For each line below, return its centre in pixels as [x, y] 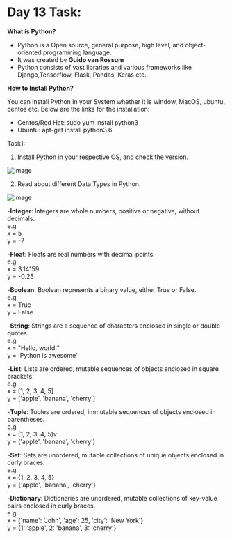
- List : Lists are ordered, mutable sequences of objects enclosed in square [113, 369]
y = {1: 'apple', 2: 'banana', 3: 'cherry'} [62, 528]
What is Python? [32, 31]
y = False [20, 312]
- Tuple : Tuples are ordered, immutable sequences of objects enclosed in [111, 411]
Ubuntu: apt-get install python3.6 [65, 130]
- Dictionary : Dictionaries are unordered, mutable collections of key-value [112, 498]
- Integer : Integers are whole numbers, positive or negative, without [103, 211]
